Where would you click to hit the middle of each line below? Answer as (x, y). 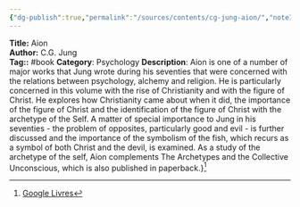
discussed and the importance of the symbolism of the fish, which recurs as (149, 137)
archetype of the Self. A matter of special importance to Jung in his (133, 119)
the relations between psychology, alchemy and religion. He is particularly (145, 80)
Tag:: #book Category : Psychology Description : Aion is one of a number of (149, 62)
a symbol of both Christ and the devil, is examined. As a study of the (135, 147)
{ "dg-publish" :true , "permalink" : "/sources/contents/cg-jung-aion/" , (139, 17)
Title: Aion (29, 43)
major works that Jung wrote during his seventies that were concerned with (148, 71)
